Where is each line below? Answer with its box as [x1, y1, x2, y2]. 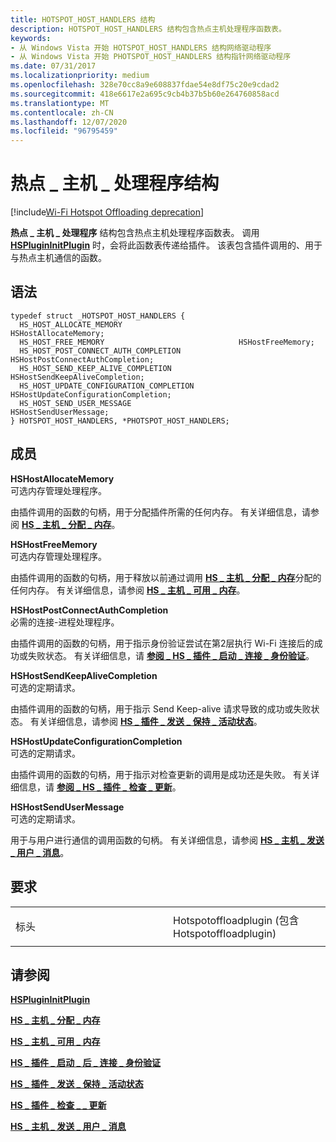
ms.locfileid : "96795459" [10, 126, 118, 136]
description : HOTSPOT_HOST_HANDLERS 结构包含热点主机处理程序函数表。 [10, 24, 287, 34]
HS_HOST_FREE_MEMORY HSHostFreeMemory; [19, 337, 315, 347]
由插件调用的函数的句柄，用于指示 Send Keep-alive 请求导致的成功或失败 [10, 702, 312, 715]
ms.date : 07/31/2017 [10, 61, 97, 71]
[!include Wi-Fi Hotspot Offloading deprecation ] [10, 206, 205, 218]
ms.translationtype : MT [10, 98, 110, 108]
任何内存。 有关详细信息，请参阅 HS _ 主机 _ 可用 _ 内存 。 [10, 584, 246, 596]
